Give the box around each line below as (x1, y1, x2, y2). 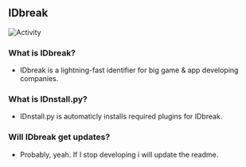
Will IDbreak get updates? (8, 131, 111, 142)
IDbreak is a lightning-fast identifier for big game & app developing (19, 65, 239, 75)
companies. (19, 74, 59, 83)
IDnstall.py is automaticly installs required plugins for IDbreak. (19, 111, 223, 122)
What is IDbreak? (8, 47, 76, 58)
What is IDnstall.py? (8, 94, 88, 105)
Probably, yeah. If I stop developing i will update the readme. (19, 150, 219, 159)
